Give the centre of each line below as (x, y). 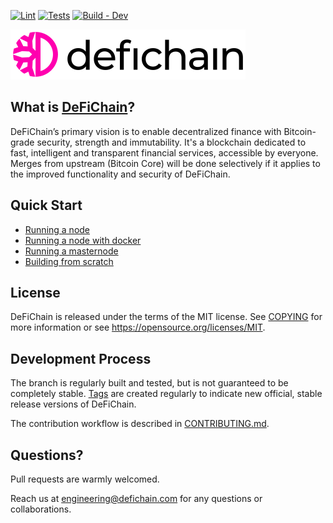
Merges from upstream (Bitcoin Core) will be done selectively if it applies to (165, 163)
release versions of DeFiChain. (73, 404)
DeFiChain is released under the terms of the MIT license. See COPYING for (166, 317)
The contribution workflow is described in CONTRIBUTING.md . (140, 424)
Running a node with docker (83, 240)
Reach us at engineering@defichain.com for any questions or (136, 499)
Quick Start (46, 205)
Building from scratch (69, 261)
